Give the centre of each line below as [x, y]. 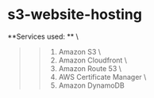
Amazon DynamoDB [91, 85]
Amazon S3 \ [79, 51]
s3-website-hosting [75, 15]
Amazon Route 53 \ [90, 68]
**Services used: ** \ [43, 36]
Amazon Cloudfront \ [93, 60]
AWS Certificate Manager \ [102, 77]
